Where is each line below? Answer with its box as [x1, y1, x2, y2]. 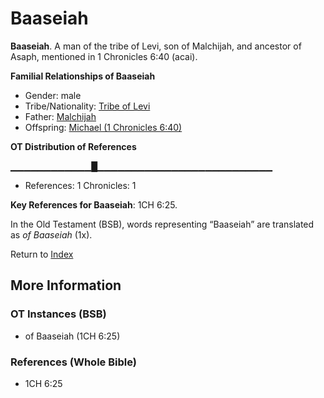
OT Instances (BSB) [10, 307, 107, 321]
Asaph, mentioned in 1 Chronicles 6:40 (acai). [10, 50, 198, 62]
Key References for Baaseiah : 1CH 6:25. [10, 198, 178, 211]
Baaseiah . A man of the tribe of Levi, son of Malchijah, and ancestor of [10, 40, 302, 52]
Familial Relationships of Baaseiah [10, 70, 156, 82]
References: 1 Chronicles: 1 [24, 179, 137, 191]
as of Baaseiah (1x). [10, 228, 93, 241]
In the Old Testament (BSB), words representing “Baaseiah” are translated [10, 218, 315, 230]
